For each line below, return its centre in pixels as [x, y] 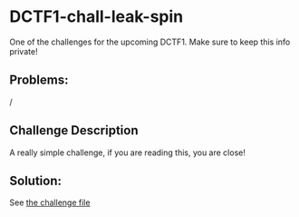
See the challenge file [50, 202]
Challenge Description [74, 130]
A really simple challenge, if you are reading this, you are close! [128, 153]
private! [24, 51]
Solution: [35, 180]
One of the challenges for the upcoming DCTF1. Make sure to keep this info [150, 42]
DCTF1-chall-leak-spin [96, 17]
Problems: [39, 80]
